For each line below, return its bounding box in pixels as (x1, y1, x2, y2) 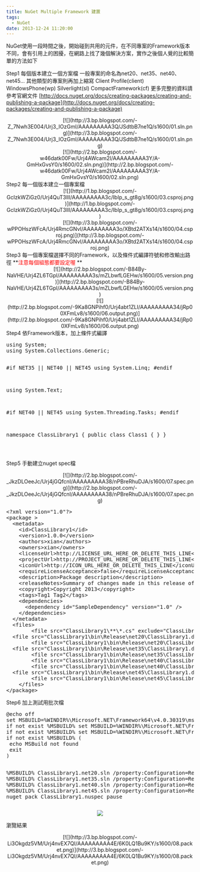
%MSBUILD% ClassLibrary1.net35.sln (6, 776, 110, 783)
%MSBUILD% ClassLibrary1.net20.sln (6, 770, 110, 777)
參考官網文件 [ (6, 92, 42, 99)
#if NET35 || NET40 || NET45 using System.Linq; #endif (6, 364, 173, 371)
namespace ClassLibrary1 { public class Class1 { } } (6, 432, 167, 438)
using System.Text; (6, 387, 63, 393)
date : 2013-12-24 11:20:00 (6, 25, 73, 32)
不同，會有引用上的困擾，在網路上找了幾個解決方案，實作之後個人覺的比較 (6, 50, 189, 57)
